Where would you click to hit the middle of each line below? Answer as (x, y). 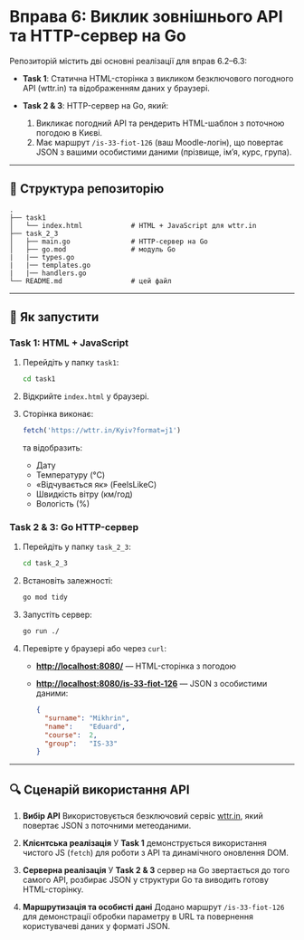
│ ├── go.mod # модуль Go (93, 249)
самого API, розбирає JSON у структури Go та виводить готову (146, 880)
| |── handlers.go (48, 273)
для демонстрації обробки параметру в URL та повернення (138, 916)
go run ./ (41, 631)
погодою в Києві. (69, 132)
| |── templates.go (50, 265)
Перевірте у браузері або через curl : (95, 649)
